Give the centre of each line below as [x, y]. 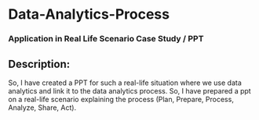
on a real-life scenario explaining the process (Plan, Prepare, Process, [121, 99]
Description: [39, 64]
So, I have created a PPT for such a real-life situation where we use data [125, 83]
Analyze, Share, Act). [42, 108]
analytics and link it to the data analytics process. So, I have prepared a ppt [129, 90]
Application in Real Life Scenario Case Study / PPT [106, 39]
